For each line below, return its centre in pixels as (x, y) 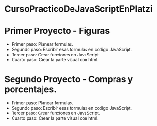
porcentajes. (31, 90)
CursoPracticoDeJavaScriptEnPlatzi (78, 9)
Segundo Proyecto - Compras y (69, 79)
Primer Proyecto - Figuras (57, 31)
